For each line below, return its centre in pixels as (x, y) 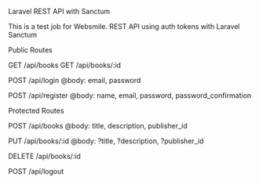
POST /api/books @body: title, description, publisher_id (98, 126)
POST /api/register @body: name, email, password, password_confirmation (130, 96)
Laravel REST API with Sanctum (59, 11)
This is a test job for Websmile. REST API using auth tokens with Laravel (124, 26)
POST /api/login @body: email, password (75, 80)
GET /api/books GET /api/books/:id (65, 65)
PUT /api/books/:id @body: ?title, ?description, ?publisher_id (106, 141)
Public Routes (30, 50)
